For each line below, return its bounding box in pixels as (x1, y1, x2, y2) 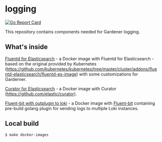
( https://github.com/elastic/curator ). (5, 91, 77, 96)
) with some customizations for (76, 71, 138, 77)
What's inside (5, 43, 48, 51)
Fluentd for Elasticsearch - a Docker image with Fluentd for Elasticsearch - (5, 56, 154, 62)
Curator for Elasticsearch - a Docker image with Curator (5, 86, 116, 92)
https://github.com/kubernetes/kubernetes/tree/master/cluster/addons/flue (6, 66, 157, 72)
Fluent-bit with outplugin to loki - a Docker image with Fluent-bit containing (5, 100, 155, 106)
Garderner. (5, 76, 27, 82)
